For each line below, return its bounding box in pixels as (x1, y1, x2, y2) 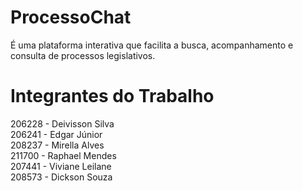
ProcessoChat (10, 6, 132, 29)
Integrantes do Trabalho (10, 85, 215, 108)
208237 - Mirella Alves (10, 139, 105, 151)
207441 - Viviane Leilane (10, 160, 112, 172)
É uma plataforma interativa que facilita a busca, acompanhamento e (10, 39, 294, 51)
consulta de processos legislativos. (10, 49, 156, 61)
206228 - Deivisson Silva (10, 117, 115, 130)
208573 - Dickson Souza (10, 171, 113, 183)
